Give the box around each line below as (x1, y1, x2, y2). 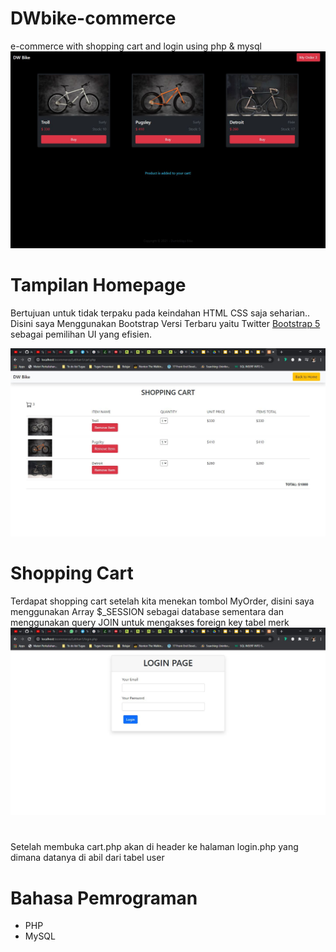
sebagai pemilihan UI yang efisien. (10, 328, 152, 340)
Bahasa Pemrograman (10, 887, 198, 909)
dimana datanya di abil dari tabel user (10, 852, 165, 864)
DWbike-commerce (10, 7, 177, 30)
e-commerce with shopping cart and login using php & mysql (10, 40, 262, 52)
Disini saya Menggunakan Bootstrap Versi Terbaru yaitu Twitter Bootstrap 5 (10, 317, 321, 329)
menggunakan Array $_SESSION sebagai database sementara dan (10, 605, 285, 617)
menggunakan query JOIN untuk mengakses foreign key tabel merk (10, 616, 290, 628)
